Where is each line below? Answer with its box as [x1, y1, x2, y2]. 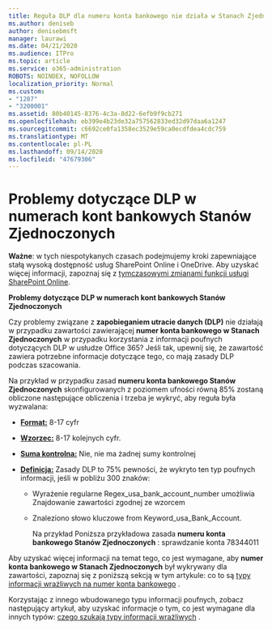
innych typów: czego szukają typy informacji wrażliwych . [8, 612, 201, 622]
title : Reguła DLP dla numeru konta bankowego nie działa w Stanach [8, 11, 244, 20]
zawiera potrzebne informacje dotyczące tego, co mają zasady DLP [8, 352, 235, 362]
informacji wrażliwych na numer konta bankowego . [8, 579, 181, 589]
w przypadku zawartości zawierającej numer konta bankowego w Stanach [8, 326, 260, 336]
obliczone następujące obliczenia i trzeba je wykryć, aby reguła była [8, 393, 236, 403]
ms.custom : [8, 87, 45, 96]
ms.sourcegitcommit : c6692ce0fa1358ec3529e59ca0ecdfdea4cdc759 [8, 125, 227, 133]
